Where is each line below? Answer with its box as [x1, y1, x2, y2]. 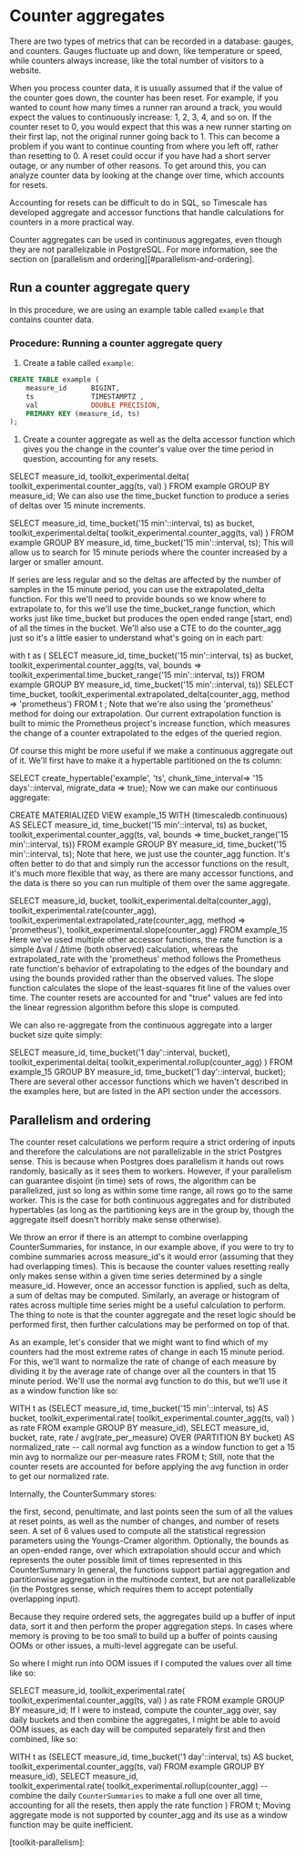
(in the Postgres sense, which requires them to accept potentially [9, 1584, 254, 1595]
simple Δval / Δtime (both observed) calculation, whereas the [9, 944, 239, 955]
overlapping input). [9, 1593, 81, 1604]
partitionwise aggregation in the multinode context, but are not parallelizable [9, 1574, 296, 1585]
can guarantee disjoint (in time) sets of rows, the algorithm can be [9, 1175, 257, 1186]
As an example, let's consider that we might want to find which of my [9, 1337, 269, 1348]
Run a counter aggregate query [9, 280, 191, 296]
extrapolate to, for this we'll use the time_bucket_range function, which [9, 603, 276, 614]
